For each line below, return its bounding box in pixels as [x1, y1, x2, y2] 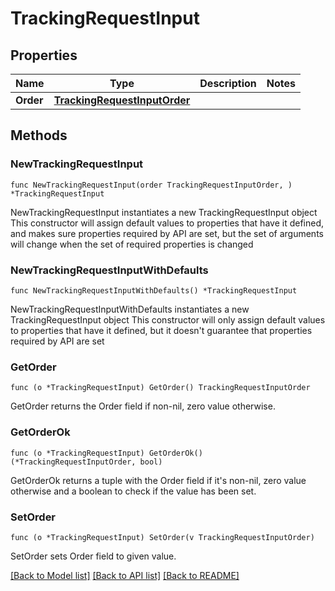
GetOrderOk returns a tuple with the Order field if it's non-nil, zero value [10, 474, 307, 486]
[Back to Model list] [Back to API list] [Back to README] [10, 569, 240, 581]
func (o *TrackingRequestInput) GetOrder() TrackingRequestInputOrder [10, 383, 311, 393]
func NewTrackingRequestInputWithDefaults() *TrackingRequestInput [10, 285, 298, 296]
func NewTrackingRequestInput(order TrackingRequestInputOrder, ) [10, 180, 293, 190]
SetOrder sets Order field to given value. [10, 550, 177, 562]
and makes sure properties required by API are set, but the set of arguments [10, 227, 324, 239]
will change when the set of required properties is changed [10, 238, 254, 250]
